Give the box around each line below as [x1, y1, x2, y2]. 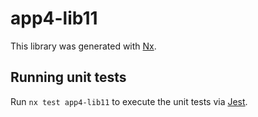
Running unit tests [10, 69, 127, 86]
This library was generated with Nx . [10, 40, 157, 52]
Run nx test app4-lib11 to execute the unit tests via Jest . [10, 95, 248, 107]
